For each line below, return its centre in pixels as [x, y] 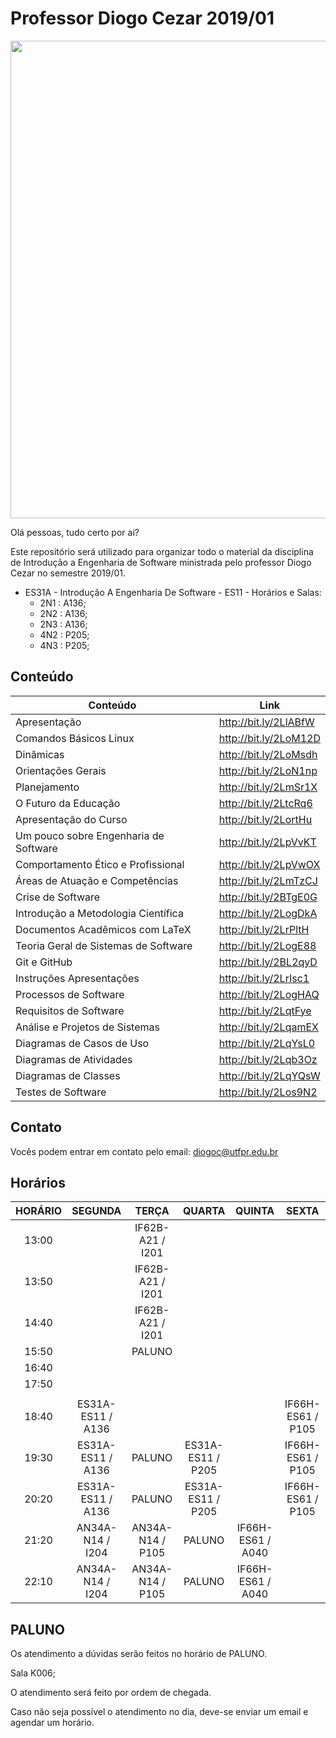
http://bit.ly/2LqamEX [268, 1027]
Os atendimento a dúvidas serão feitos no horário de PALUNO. [139, 1654]
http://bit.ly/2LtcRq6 [265, 803]
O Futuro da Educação [68, 803]
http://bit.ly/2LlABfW [266, 722]
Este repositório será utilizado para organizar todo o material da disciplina [162, 551]
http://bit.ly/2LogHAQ [269, 994]
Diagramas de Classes [68, 1075]
